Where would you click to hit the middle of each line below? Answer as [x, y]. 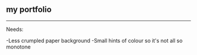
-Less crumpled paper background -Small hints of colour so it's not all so [94, 40]
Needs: [15, 29]
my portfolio [29, 10]
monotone [18, 47]
